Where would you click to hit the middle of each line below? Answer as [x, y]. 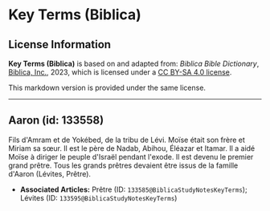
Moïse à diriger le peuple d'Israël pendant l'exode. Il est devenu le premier [131, 156]
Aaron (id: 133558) [56, 121]
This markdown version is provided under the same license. [107, 87]
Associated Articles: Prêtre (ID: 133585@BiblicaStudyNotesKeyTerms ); [133, 189]
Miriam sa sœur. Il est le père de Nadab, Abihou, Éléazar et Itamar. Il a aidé [132, 148]
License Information [59, 45]
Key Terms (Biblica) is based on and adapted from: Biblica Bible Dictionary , [134, 63]
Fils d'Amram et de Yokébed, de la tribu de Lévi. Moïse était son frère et [127, 140]
